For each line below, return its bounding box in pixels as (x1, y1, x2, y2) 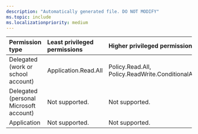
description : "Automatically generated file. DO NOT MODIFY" (6, 8, 160, 15)
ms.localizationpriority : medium (6, 19, 88, 25)
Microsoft (9, 102, 36, 110)
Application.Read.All (47, 66, 103, 75)
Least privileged (47, 38, 94, 46)
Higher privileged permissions (108, 42, 196, 50)
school (9, 70, 28, 78)
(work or (9, 63, 33, 71)
